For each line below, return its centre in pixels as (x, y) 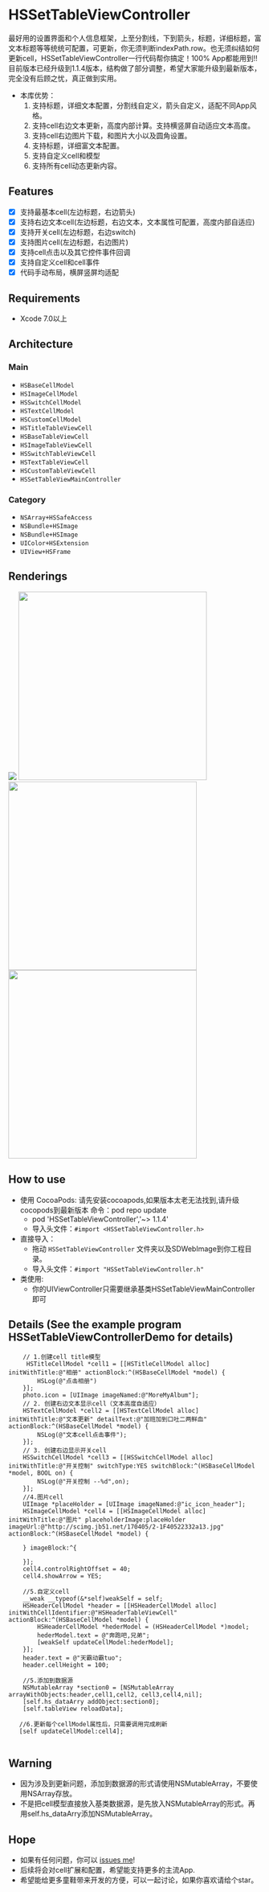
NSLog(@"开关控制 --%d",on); (84, 1482)
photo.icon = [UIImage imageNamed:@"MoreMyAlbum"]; (111, 1395)
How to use (37, 1180)
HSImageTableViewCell (56, 445)
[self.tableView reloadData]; (73, 1709)
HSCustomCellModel (51, 420)
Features (31, 192)
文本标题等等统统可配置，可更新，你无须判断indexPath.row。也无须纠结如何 (134, 48)
